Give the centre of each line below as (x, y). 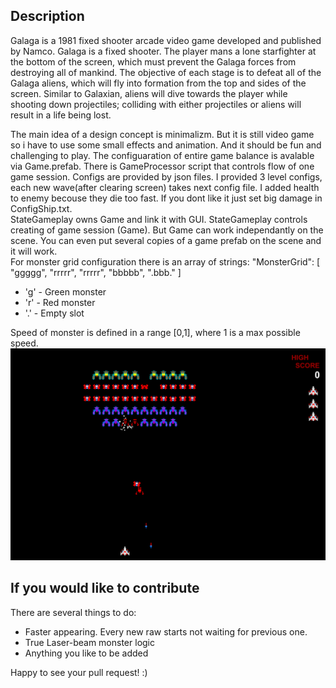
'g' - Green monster (65, 291)
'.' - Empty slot (54, 313)
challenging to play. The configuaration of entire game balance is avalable (162, 155)
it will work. (34, 251)
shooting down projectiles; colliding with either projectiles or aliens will (156, 104)
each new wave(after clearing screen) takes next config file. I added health (165, 187)
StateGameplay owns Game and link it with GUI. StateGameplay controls (159, 219)
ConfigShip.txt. (41, 208)
